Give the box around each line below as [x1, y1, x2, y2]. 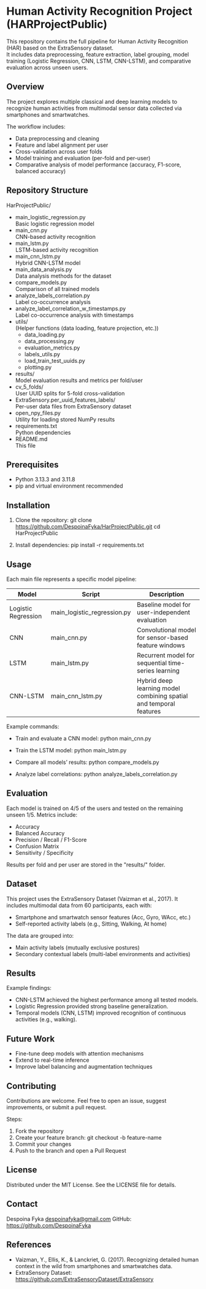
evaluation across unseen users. [6, 63, 88, 71]
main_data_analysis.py [15, 265, 72, 273]
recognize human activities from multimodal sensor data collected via [6, 104, 182, 112]
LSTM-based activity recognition [15, 246, 99, 253]
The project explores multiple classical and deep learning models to [6, 98, 178, 105]
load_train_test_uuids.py [24, 357, 86, 364]
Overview [6, 82, 45, 92]
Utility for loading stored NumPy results [15, 416, 115, 423]
